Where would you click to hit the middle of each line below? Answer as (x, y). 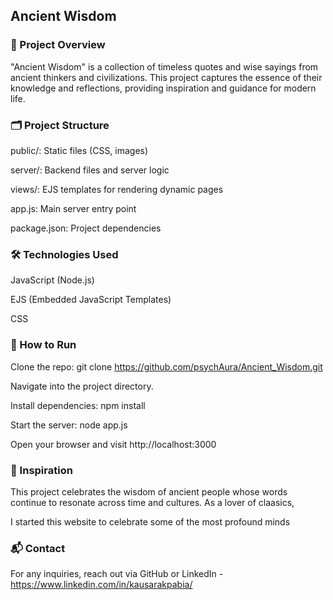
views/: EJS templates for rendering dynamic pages (117, 189)
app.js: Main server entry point (73, 208)
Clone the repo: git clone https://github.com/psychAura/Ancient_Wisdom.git (166, 366)
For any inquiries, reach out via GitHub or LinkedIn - (117, 574)
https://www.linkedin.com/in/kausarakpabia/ (101, 585)
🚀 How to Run (43, 345)
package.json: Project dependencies (86, 228)
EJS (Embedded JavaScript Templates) (91, 300)
